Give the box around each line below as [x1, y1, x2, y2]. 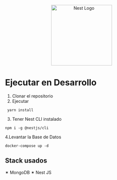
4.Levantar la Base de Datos [5, 134, 62, 140]
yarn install [7, 107, 34, 113]
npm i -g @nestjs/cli [5, 125, 49, 131]
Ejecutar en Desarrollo [5, 77, 97, 88]
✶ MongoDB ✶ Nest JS [5, 169, 52, 175]
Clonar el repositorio [12, 93, 53, 99]
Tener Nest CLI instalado [12, 116, 62, 122]
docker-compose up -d [5, 143, 49, 148]
